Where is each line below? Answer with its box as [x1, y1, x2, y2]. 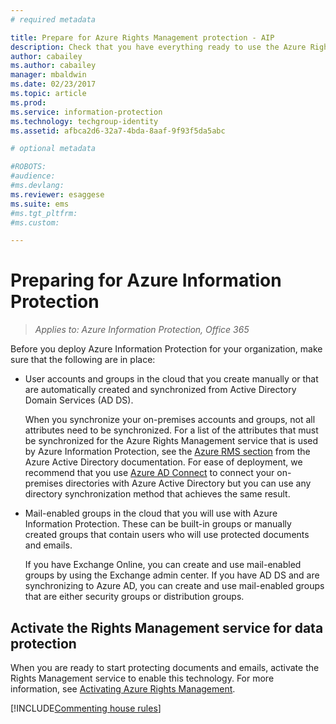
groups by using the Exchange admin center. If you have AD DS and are [24, 569, 320, 581]
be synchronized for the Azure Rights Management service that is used [24, 435, 319, 447]
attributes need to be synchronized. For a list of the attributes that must [24, 424, 319, 436]
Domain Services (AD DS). [24, 394, 134, 406]
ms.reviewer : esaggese [10, 189, 105, 200]
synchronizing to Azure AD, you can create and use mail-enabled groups [24, 580, 325, 592]
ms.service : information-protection [10, 107, 163, 117]
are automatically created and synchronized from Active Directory [24, 384, 297, 396]
